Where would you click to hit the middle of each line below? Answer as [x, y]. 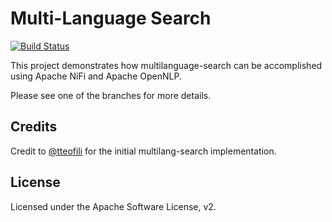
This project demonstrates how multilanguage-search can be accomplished [166, 65]
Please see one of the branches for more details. [111, 95]
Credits [34, 127]
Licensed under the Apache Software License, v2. [113, 206]
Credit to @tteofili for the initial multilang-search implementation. [143, 151]
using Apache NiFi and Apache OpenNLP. [96, 76]
